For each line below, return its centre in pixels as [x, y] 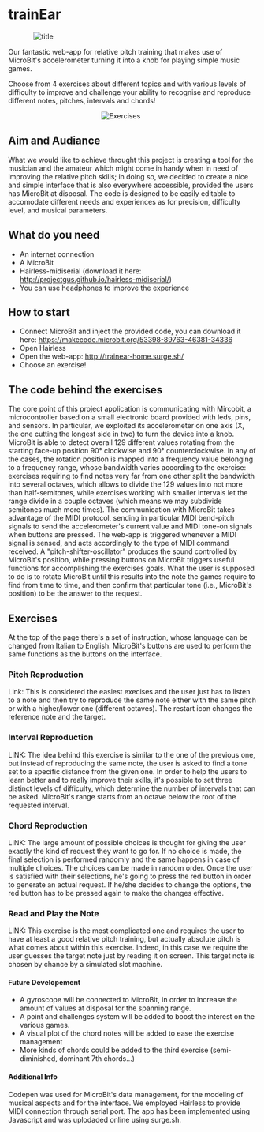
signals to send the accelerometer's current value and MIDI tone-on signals [130, 526]
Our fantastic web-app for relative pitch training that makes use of [115, 51]
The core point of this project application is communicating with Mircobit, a [130, 409]
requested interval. [39, 805]
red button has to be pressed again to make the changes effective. [116, 893]
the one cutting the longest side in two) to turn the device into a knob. [121, 434]
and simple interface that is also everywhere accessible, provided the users [131, 185]
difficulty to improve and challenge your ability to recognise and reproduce [129, 92]
